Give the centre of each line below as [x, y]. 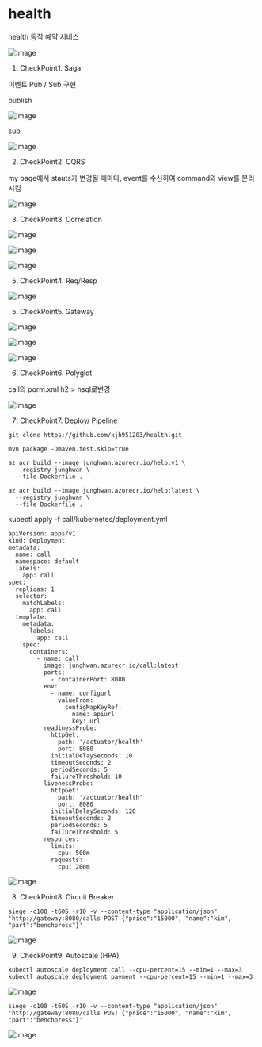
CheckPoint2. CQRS [52, 161]
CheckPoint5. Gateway [57, 311]
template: [31, 617]
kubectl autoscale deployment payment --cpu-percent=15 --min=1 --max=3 [131, 976]
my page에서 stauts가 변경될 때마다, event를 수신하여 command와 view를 [124, 178]
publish [20, 100]
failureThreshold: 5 [84, 832]
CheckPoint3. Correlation [61, 219]
